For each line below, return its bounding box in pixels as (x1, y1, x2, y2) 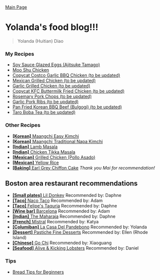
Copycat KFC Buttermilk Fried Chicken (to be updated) (12, 88, 125, 94)
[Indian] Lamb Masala (12, 144, 58, 150)
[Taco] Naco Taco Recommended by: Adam (12, 197, 103, 203)
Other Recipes (5, 122, 41, 129)
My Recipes (5, 50, 34, 57)
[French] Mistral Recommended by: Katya (12, 219, 99, 225)
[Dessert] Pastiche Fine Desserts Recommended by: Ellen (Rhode (12, 229, 148, 235)
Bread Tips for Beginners (12, 269, 64, 275)
